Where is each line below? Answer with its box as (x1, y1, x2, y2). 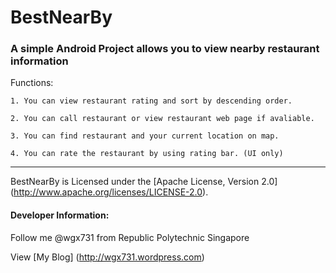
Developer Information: (10, 209, 110, 221)
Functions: (10, 77, 54, 89)
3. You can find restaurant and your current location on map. (10, 131, 280, 141)
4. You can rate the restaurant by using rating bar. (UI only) (10, 149, 284, 159)
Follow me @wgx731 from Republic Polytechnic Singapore (10, 231, 250, 243)
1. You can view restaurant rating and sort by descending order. (10, 96, 293, 106)
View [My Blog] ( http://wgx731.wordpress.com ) (10, 251, 205, 263)
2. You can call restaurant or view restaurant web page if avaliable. (10, 114, 315, 124)
